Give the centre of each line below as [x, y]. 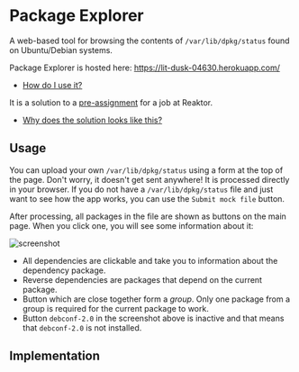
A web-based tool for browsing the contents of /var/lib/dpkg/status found [149, 41]
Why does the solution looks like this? [92, 120]
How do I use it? [52, 85]
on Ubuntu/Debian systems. [61, 50]
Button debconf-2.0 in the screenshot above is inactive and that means [153, 318]
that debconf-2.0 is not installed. [82, 327]
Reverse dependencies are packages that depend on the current [142, 279]
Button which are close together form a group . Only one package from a [156, 299]
